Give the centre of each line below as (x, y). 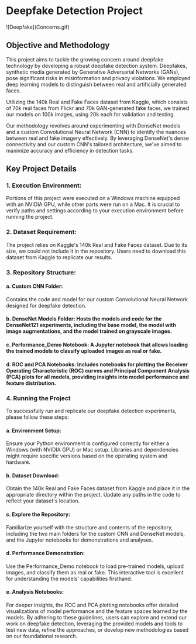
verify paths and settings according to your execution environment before (95, 211)
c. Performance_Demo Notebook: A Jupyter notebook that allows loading (97, 345)
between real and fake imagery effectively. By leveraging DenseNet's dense (97, 138)
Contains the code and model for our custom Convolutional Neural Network (97, 299)
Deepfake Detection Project (75, 11)
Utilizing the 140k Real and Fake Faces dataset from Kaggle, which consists (97, 102)
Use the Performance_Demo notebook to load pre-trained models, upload (95, 566)
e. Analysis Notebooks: (35, 592)
